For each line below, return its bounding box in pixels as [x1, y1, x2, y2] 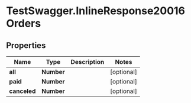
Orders [6, 17, 41, 30]
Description [70, 58, 105, 66]
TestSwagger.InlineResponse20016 [6, 4, 185, 18]
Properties [6, 40, 46, 50]
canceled [9, 87, 36, 95]
